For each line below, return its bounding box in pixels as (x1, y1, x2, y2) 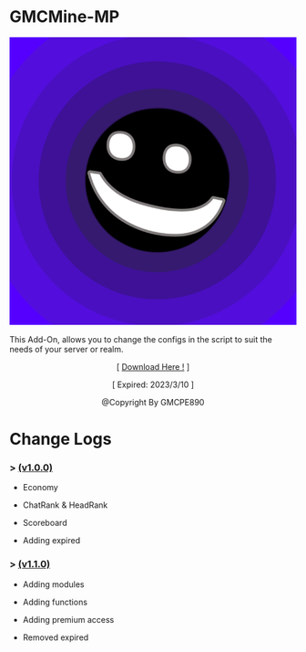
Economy (22, 482, 59, 493)
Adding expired (22, 535, 81, 546)
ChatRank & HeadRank (22, 500, 108, 510)
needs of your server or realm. (9, 343, 124, 354)
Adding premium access (22, 614, 115, 625)
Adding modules (22, 578, 85, 590)
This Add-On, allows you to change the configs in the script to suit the (9, 333, 273, 344)
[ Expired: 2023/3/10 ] (112, 379, 194, 390)
